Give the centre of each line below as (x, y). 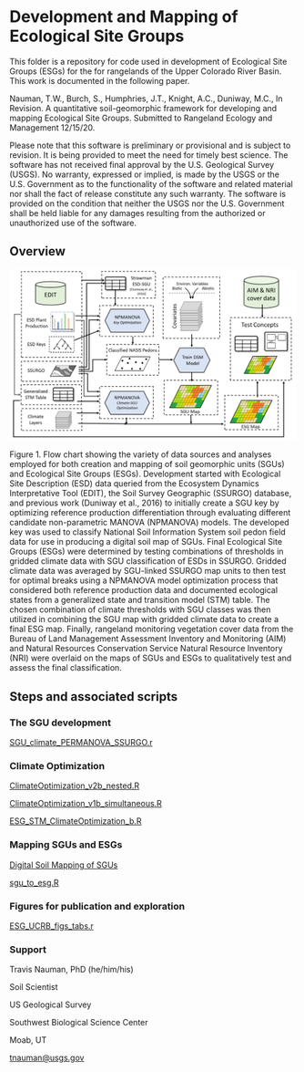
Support (28, 949)
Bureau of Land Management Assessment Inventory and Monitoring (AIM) (148, 639)
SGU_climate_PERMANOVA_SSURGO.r (81, 743)
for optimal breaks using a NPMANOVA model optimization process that (144, 580)
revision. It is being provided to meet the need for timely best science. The (149, 155)
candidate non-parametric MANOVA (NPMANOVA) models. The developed (149, 523)
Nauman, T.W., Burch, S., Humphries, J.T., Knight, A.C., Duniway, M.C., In (147, 99)
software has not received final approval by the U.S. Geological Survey (142, 164)
